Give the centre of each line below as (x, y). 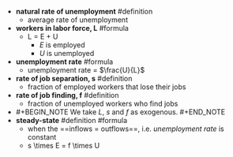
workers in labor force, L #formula (72, 28)
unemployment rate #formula (64, 62)
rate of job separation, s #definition (74, 78)
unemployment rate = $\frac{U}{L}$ (86, 70)
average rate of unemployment (78, 20)
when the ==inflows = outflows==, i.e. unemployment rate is (126, 129)
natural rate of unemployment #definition (84, 11)
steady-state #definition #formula (71, 120)
